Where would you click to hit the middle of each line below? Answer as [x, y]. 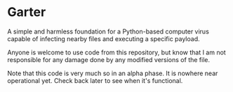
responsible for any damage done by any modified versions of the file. [109, 59]
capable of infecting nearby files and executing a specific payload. [104, 38]
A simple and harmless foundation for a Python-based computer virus [108, 31]
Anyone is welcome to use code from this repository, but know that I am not [116, 52]
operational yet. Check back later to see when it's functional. [95, 80]
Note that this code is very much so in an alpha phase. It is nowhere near [113, 73]
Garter [27, 12]
